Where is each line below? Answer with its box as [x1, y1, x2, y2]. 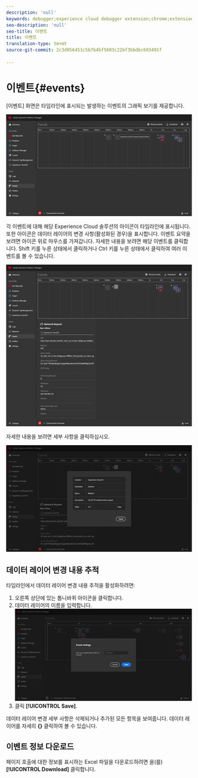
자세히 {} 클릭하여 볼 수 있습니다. [21, 722, 97, 729]
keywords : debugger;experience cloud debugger [6, 15, 123, 22]
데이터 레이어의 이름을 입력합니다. [14, 602, 93, 609]
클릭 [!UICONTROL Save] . [14, 702, 78, 710]
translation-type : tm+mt [6, 41, 67, 47]
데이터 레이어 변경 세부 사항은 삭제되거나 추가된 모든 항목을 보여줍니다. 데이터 [6, 715, 184, 722]
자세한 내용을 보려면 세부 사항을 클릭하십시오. [6, 433, 110, 441]
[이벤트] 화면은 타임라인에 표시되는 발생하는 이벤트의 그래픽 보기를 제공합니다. [6, 102, 184, 109]
